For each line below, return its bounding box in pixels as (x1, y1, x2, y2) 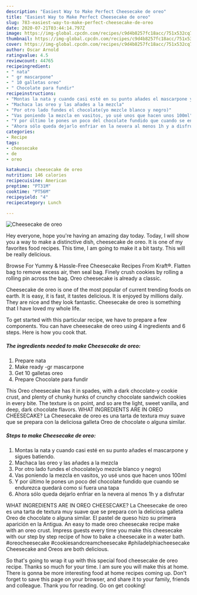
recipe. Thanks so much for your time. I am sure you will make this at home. (6, 563, 189, 570)
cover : (6, 42, 22, 48)
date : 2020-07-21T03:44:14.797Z (6, 25, 85, 31)
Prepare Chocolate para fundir (14, 376, 89, 383)
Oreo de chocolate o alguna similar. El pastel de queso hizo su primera (6, 514, 176, 522)
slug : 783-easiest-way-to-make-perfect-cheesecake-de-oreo (6, 19, 154, 25)
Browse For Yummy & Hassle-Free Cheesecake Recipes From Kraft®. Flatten (6, 262, 191, 269)
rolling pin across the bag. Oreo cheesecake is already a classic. (6, 275, 162, 282)
